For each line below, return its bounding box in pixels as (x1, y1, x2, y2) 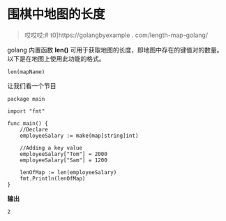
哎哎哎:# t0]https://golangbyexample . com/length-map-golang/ (24, 31, 208, 39)
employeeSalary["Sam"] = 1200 (20, 157, 108, 164)
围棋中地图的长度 (7, 6, 106, 22)
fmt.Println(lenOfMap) (20, 175, 86, 182)
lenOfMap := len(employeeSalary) (20, 169, 117, 176)
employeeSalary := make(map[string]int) (20, 132, 139, 139)
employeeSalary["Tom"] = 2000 (20, 150, 108, 157)
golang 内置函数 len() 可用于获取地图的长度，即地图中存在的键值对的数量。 (7, 45, 223, 54)
